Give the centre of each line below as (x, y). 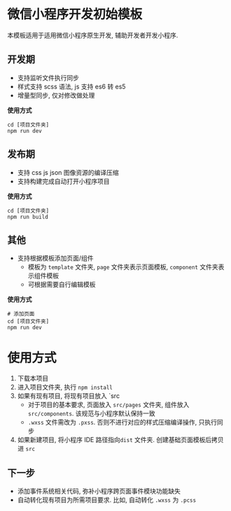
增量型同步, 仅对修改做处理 (56, 95)
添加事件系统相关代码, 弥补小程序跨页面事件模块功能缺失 (99, 491)
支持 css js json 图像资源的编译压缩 (68, 172)
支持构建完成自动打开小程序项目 (63, 181)
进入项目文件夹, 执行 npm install (65, 387)
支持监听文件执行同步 (48, 77)
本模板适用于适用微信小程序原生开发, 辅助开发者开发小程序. (93, 35)
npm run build (28, 217)
